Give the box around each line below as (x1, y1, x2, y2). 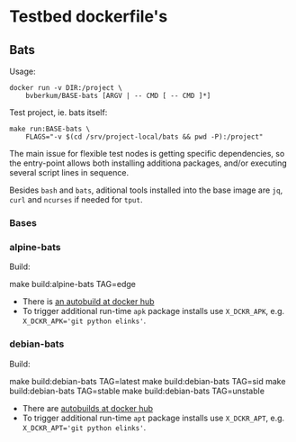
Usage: (9, 66, 36, 77)
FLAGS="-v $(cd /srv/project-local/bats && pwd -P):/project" (25, 132, 264, 141)
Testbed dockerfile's (9, 6, 168, 27)
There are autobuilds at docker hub (22, 402, 154, 413)
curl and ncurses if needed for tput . (9, 194, 143, 204)
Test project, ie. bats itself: (9, 107, 108, 118)
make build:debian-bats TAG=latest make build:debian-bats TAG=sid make (9, 375, 286, 386)
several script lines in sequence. (9, 167, 129, 177)
